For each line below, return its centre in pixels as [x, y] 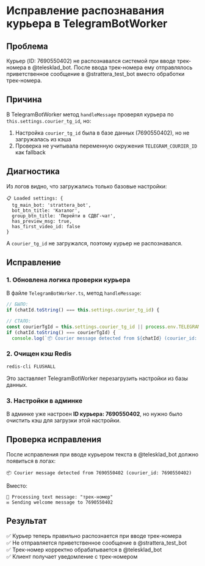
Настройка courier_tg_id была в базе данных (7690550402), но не [102, 133]
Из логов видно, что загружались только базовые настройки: [87, 186]
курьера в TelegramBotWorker [87, 24]
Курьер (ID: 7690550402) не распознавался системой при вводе [91, 61]
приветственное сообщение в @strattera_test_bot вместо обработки [95, 74]
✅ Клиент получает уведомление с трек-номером [72, 556]
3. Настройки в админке [45, 400]
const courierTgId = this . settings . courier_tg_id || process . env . [92, 327]
